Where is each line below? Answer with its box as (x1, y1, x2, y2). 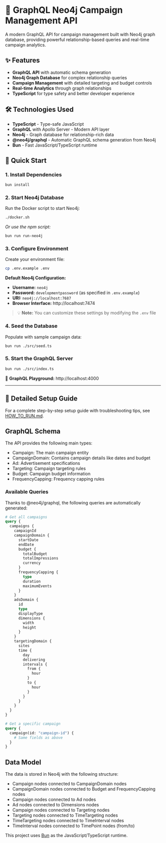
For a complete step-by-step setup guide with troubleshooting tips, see (5, 407, 150, 413)
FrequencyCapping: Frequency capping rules (12, 476, 105, 482)
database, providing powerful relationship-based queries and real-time (5, 37, 150, 43)
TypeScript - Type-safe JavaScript (12, 121, 84, 127)
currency (23, 560, 41, 566)
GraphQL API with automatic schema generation (12, 69, 111, 75)
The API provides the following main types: (5, 440, 93, 446)
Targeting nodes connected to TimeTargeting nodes (12, 812, 118, 818)
